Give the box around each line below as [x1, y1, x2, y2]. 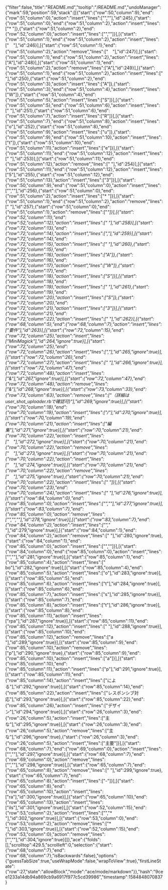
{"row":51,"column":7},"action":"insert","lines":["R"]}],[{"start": [5, 113, 134, 119]
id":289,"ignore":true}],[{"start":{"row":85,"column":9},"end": [12, 639, 138, 645]
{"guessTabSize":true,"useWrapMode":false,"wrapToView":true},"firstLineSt [5, 858, 161, 864]
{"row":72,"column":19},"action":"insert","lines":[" [5, 284, 108, 289]
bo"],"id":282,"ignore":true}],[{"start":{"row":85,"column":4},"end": [5, 565, 143, 570]
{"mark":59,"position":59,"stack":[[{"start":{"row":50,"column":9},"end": [5, 10, 154, 16]
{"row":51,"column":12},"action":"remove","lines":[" [5, 161, 110, 167]
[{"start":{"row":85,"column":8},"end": [5, 608, 84, 613]
